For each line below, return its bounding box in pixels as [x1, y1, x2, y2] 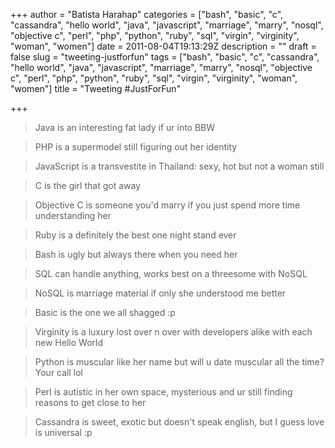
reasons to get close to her [34, 397, 147, 408]
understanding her [34, 210, 112, 221]
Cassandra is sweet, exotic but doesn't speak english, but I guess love [34, 416, 325, 428]
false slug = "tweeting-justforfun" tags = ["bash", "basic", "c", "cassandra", [10, 51, 320, 63]
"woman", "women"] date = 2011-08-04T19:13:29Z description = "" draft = [10, 40, 317, 52]
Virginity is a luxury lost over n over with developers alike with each [34, 326, 313, 338]
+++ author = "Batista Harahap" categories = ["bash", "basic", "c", [10, 9, 284, 20]
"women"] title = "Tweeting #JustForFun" [10, 83, 182, 94]
